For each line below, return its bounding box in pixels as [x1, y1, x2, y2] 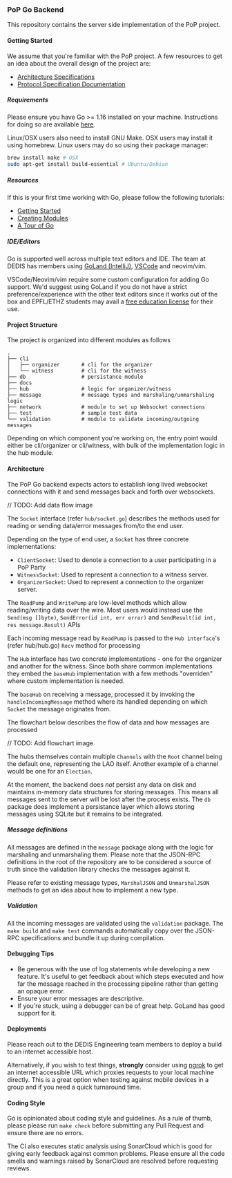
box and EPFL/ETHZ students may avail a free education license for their [7, 297, 214, 306]
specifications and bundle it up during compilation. [21, 933, 166, 942]
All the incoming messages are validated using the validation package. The [7, 919, 224, 927]
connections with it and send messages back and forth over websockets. [7, 487, 215, 496]
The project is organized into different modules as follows [7, 336, 171, 344]
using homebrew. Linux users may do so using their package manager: [7, 141, 209, 149]
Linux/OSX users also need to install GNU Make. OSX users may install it [7, 133, 213, 142]
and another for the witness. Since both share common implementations [7, 662, 213, 670]
